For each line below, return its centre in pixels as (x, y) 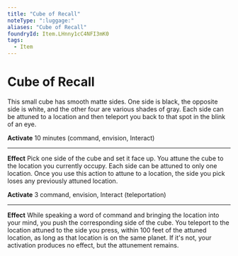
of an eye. (22, 124)
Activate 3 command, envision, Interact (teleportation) (87, 194)
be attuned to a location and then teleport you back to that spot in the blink (116, 116)
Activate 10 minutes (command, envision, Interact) (81, 138)
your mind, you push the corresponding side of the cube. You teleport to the (118, 222)
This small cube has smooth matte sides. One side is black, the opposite (113, 101)
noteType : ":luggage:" (41, 21)
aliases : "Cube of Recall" (47, 27)
